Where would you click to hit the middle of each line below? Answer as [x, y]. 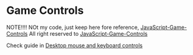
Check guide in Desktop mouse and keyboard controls [75, 45]
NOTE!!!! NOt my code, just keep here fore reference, [73, 27]
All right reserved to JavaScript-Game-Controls [88, 33]
